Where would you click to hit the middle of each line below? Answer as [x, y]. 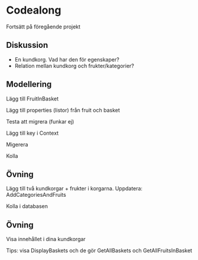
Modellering [29, 84]
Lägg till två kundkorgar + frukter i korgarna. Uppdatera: [74, 188]
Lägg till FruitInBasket [33, 99]
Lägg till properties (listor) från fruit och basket [63, 110]
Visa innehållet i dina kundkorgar [46, 239]
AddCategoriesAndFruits [36, 195]
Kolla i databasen [27, 206]
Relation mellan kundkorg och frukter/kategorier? [74, 66]
